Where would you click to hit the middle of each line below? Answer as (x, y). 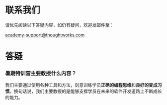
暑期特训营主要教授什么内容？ (41, 74)
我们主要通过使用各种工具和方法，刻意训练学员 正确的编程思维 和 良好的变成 (81, 85)
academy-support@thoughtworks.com (45, 35)
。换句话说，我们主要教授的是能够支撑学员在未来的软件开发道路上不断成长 (86, 91)
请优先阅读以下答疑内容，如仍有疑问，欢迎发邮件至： (60, 25)
